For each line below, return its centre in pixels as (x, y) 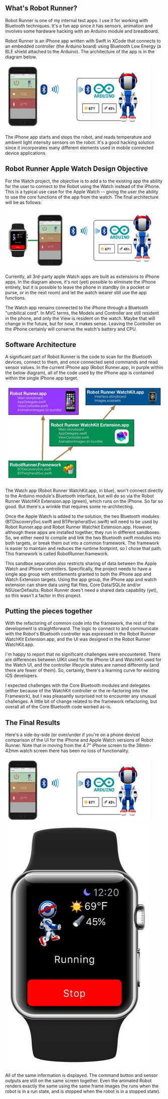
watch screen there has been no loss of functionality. (74, 751)
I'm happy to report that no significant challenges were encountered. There (83, 654)
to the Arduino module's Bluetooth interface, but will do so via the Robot (79, 496)
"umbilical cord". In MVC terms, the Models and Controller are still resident (82, 313)
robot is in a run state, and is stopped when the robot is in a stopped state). (83, 1091)
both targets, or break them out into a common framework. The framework (82, 543)
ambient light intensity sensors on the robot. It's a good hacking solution (80, 142)
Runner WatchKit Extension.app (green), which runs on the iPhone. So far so (84, 501)
